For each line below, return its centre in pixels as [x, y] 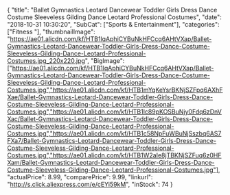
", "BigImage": [105, 61]
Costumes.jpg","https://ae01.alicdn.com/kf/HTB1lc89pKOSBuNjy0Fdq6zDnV [114, 112]
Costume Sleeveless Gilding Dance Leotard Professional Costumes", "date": [114, 17]
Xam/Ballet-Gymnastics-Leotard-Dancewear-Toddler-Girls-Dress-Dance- [111, 162]
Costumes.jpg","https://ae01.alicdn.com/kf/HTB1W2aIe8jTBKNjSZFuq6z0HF [114, 155]
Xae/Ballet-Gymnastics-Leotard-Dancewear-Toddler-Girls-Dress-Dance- [110, 97]
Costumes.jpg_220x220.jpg [46, 61]
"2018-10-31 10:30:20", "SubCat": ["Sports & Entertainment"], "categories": [113, 24]
